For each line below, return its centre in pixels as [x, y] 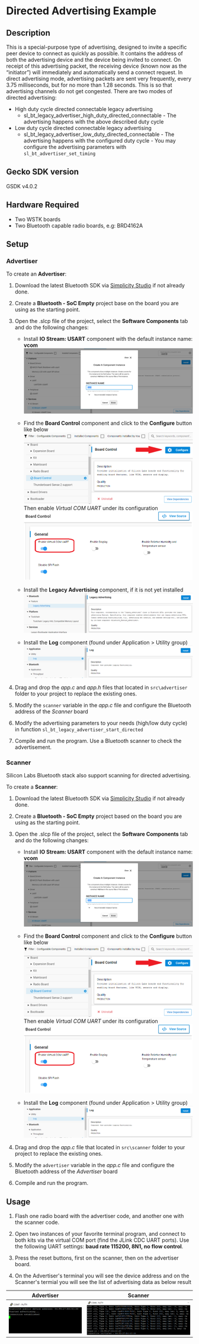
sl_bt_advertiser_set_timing [60, 154]
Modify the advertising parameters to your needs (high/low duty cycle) [101, 723]
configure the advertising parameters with [75, 147]
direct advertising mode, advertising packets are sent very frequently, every [99, 79]
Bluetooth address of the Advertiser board [66, 1172]
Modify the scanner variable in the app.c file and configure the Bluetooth [103, 705]
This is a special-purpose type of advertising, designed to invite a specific [97, 47]
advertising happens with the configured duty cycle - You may [99, 140]
